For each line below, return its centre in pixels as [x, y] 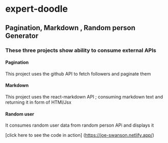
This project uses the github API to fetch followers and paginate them [78, 74]
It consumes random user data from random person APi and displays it [80, 125]
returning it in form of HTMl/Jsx [38, 102]
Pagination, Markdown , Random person [70, 28]
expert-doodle [37, 9]
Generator [22, 35]
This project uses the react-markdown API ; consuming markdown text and [84, 97]
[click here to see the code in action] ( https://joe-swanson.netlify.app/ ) [80, 135]
